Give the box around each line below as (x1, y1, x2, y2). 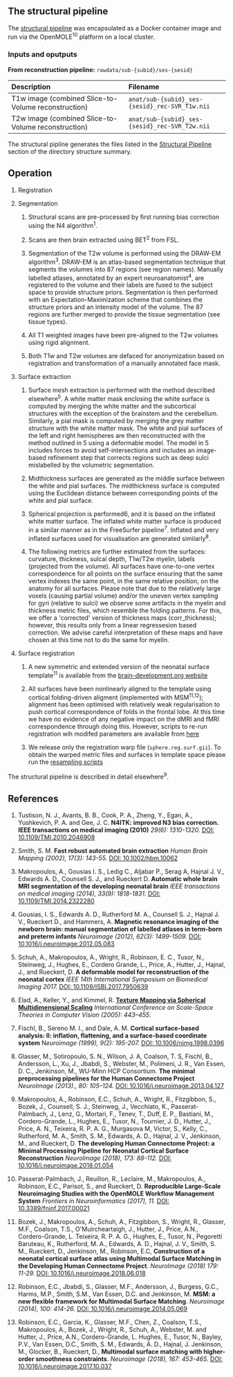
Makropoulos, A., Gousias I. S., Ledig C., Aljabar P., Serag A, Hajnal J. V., (17, 867, 225, 876)
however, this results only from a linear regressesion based (28, 621, 197, 630)
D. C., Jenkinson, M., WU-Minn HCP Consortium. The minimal (17, 1067, 196, 1075)
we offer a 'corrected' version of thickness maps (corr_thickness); (28, 614, 217, 622)
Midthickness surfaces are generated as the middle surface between (28, 474, 225, 482)
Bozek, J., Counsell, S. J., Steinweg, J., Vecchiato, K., (17, 1102, 170, 1110)
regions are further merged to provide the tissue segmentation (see (28, 310, 221, 319)
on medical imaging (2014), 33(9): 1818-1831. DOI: (17, 889, 161, 898)
